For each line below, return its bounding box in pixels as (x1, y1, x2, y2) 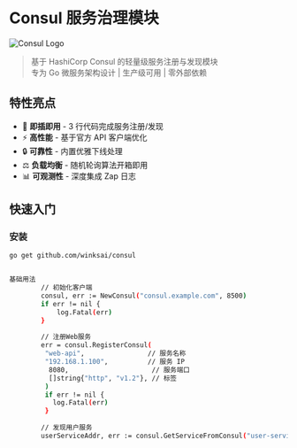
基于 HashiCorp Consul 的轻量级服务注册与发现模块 (30, 56, 218, 66)
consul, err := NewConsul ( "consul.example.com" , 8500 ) (41, 291, 247, 301)
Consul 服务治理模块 (9, 8, 159, 28)
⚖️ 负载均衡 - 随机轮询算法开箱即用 (21, 159, 148, 170)
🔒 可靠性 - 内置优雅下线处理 (21, 145, 123, 156)
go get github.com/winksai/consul (9, 251, 137, 260)
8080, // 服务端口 (48, 365, 190, 375)
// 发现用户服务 (41, 423, 93, 432)
